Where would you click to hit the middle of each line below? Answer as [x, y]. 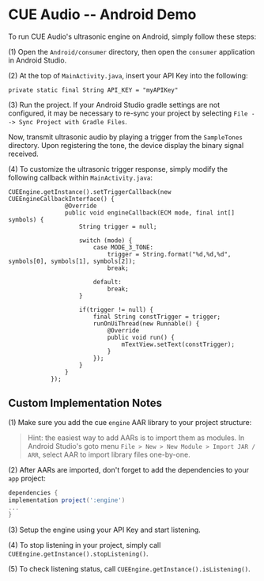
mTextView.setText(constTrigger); [178, 344]
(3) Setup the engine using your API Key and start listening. [105, 530]
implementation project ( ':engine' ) [67, 500]
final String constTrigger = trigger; [157, 317]
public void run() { [141, 337]
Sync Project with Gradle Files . [73, 121]
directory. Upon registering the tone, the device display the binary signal [126, 145]
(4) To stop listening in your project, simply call [85, 545]
